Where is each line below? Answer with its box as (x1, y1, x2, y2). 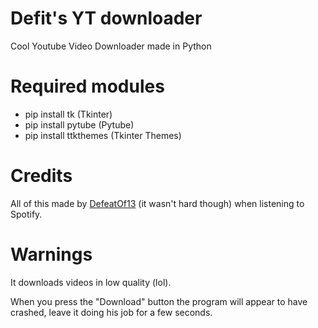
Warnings (10, 243, 93, 266)
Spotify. (10, 208, 43, 220)
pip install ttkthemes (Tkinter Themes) (24, 129, 182, 141)
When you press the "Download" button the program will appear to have (10, 295, 308, 307)
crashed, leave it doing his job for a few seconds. (10, 306, 213, 318)
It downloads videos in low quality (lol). (10, 276, 172, 288)
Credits (10, 165, 73, 187)
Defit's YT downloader (10, 7, 203, 30)
